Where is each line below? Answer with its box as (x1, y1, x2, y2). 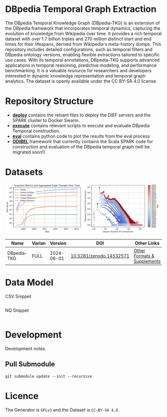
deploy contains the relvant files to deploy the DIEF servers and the (12, 112, 151, 118)
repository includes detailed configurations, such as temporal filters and (5, 46, 153, 52)
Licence (5, 390, 39, 402)
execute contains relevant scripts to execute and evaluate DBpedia (12, 122, 150, 128)
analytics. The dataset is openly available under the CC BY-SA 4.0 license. (5, 78, 158, 84)
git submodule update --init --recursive (5, 374, 92, 379)
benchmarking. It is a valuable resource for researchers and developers (5, 67, 152, 73)
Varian (31, 240, 46, 246)
